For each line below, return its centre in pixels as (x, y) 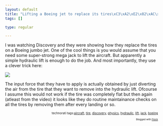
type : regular (19, 27)
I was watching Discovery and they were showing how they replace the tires (81, 45)
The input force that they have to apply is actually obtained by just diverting (81, 84)
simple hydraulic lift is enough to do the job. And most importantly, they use (81, 60)
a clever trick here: (24, 66)
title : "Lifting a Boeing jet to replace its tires (58, 14)
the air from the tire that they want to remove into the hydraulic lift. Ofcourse (81, 89)
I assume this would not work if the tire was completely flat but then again (79, 94)
